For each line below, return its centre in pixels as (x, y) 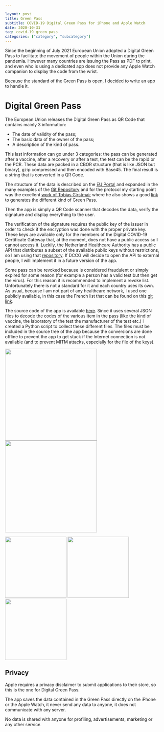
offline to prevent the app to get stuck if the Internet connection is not (75, 336)
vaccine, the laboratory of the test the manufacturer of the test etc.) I (75, 321)
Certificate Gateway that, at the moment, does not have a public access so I (82, 239)
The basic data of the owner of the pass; (53, 139)
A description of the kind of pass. (46, 144)
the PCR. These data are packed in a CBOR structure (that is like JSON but (80, 164)
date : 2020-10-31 (23, 27)
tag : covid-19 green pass (31, 32)
